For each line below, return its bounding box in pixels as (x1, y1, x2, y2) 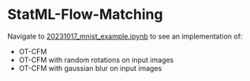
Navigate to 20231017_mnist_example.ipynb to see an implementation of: (7, 31, 243, 41)
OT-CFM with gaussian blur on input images (18, 63, 162, 72)
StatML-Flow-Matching (7, 6, 163, 24)
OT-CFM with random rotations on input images (18, 55, 174, 64)
